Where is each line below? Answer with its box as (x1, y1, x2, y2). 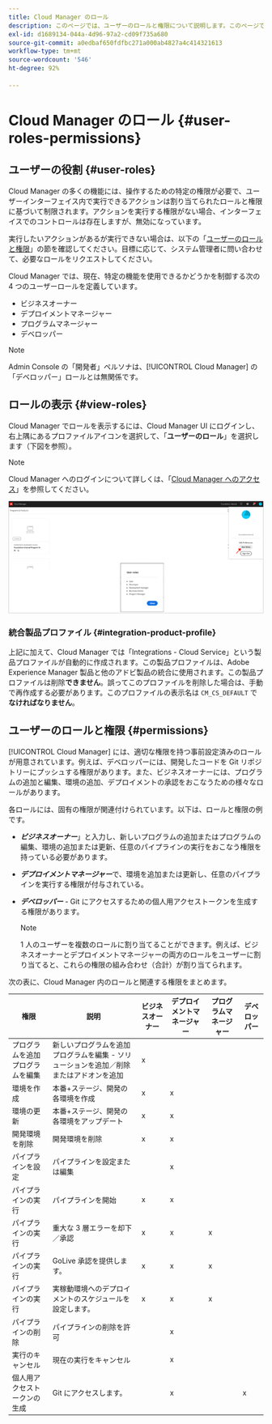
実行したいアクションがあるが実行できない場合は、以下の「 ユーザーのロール (8, 233, 264, 243)
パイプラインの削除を (52, 1322, 124, 1332)
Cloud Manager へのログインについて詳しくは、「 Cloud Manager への (8, 474, 240, 483)
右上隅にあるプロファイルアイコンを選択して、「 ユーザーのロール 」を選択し (8, 431, 259, 440)
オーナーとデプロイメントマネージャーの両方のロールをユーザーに (34, 950, 254, 959)
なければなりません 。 (8, 697, 79, 708)
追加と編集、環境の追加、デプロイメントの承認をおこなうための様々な (22, 777, 257, 787)
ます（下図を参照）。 (8, 441, 76, 451)
